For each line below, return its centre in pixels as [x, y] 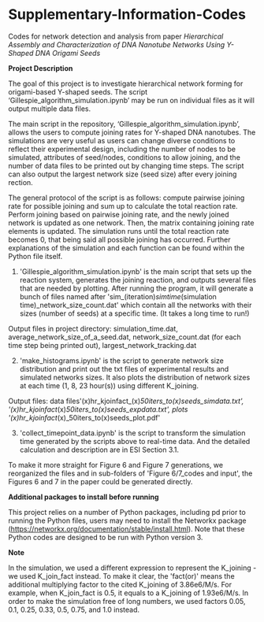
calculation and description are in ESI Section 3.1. [99, 450]
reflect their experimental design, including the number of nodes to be [122, 149]
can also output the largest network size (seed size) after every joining [123, 174]
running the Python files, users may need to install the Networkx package [127, 520]
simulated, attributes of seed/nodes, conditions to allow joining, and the [124, 157]
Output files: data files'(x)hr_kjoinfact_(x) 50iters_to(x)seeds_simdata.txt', [126, 401]
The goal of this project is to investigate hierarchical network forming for [126, 83]
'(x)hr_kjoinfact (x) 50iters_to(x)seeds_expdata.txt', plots [98, 409]
